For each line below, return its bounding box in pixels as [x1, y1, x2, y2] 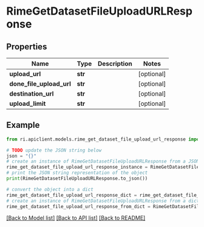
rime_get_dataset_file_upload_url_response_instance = [6, 164, 148, 170]
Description [97, 60, 132, 68]
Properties [6, 41, 47, 52]
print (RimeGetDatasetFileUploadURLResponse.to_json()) [6, 175, 148, 182]
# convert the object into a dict [6, 186, 94, 192]
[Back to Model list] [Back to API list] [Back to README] [6, 214, 146, 222]
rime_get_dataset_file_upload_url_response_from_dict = [6, 203, 151, 209]
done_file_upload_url [9, 80, 72, 88]
